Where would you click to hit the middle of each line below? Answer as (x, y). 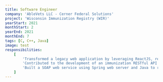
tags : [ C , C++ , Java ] (27, 41)
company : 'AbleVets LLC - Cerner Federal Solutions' (59, 14)
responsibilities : (24, 50)
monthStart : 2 (19, 27)
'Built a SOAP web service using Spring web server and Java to (89, 68)
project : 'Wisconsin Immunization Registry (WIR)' (57, 18)
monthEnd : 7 (17, 37)
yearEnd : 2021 (19, 32)
